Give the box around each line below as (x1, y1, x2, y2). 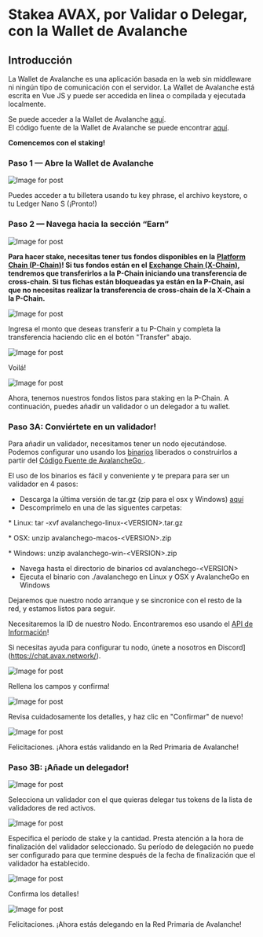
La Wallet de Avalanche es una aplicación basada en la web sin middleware (8, 75, 252, 83)
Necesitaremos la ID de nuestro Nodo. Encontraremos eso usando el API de (8, 619, 254, 628)
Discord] (217, 642, 246, 652)
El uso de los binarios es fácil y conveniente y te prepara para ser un (8, 470, 230, 480)
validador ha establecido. (8, 858, 90, 869)
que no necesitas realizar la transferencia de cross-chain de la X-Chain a (8, 285, 251, 295)
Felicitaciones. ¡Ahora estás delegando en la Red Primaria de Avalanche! (8, 920, 242, 929)
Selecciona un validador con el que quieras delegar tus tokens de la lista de (8, 795, 253, 804)
